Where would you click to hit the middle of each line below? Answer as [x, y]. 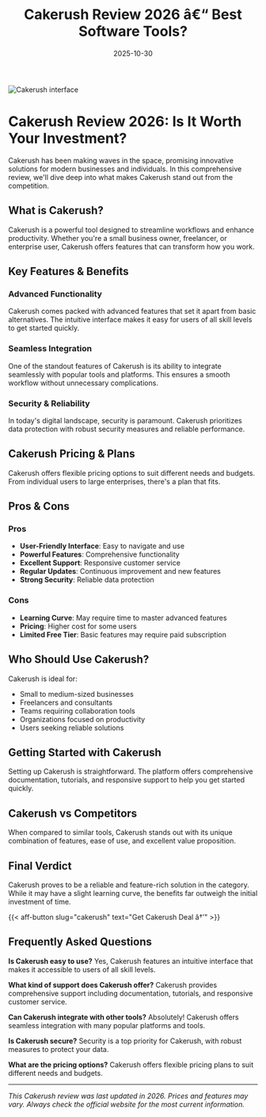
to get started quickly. [44, 328]
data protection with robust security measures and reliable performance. [127, 429]
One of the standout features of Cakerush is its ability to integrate [115, 365]
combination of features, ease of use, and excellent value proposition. [122, 841]
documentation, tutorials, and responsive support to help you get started [127, 780]
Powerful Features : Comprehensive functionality [99, 555]
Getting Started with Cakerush [85, 752]
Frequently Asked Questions [80, 942]
